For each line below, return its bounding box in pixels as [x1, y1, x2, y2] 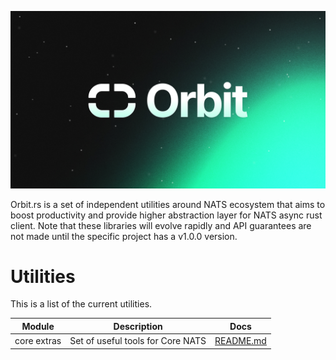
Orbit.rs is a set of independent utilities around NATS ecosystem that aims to [10, 198, 326, 210]
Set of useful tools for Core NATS [69, 335, 207, 347]
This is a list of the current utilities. [10, 298, 153, 310]
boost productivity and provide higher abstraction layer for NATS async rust [10, 209, 323, 221]
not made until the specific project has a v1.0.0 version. [10, 230, 238, 242]
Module [21, 320, 55, 332]
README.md [214, 335, 267, 347]
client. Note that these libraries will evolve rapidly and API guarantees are [10, 219, 312, 231]
